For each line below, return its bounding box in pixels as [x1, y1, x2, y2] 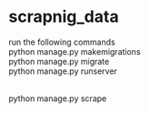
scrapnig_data [8, 6, 119, 27]
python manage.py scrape [8, 93, 107, 104]
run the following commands [8, 36, 115, 47]
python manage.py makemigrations [8, 46, 142, 56]
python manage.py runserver [8, 66, 117, 77]
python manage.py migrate [8, 56, 110, 67]
